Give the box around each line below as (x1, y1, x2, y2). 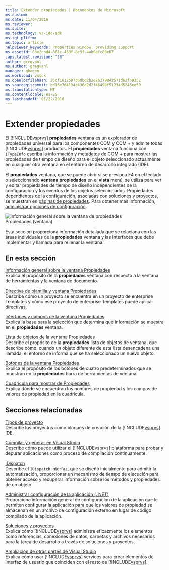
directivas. (5, 304, 27, 310)
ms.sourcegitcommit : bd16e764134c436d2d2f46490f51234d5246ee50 (5, 82, 141, 87)
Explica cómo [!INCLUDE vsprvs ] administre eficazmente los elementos (5, 528, 153, 534)
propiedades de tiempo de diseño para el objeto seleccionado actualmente (5, 156, 161, 162)
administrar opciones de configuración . (5, 204, 87, 210)
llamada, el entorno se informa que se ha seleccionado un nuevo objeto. (5, 350, 155, 356)
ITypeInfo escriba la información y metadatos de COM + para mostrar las (5, 151, 158, 157)
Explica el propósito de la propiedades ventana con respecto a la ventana (5, 273, 159, 278)
